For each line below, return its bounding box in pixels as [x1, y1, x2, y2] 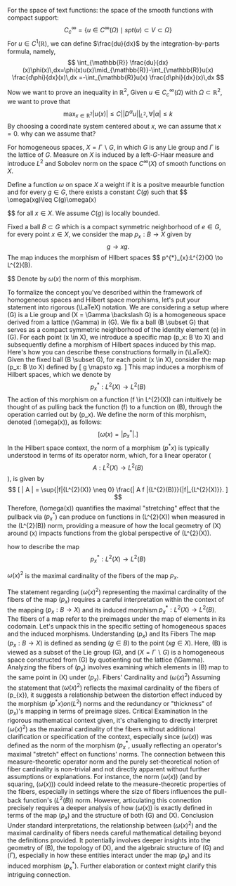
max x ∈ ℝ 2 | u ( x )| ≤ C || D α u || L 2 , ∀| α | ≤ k [63, 108, 173, 120]
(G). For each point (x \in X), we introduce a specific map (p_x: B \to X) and [7, 333, 223, 342]
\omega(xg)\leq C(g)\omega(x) [7, 195, 97, 203]
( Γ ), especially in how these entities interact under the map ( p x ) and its [7, 851, 211, 861]
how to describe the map [7, 543, 79, 551]
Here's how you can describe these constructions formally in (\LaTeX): [7, 348, 211, 357]
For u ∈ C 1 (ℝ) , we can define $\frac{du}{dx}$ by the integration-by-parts [7, 38, 220, 48]
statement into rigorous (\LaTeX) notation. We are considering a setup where [7, 303, 229, 312]
